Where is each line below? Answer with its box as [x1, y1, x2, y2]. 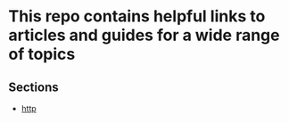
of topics [8, 45, 76, 64]
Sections [8, 79, 59, 94]
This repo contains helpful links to [8, 6, 266, 27]
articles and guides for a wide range [8, 25, 280, 45]
